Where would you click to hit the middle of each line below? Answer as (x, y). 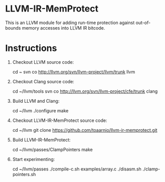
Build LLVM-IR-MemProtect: (42, 140)
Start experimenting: (34, 159)
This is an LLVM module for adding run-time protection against (70, 23)
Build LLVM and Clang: (36, 101)
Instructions (31, 48)
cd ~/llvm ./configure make (40, 110)
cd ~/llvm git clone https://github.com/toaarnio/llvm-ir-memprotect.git (85, 130)
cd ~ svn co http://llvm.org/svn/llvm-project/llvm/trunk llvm (74, 72)
